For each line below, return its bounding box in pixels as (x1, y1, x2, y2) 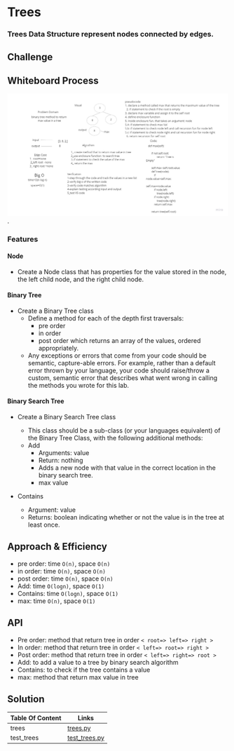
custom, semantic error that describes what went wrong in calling (27, 373, 218, 382)
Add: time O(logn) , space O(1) (17, 581, 105, 590)
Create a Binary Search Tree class (17, 412, 116, 421)
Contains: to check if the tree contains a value (17, 665, 151, 674)
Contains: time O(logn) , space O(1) (17, 589, 119, 597)
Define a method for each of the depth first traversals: (27, 313, 184, 323)
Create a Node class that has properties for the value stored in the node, (17, 267, 227, 276)
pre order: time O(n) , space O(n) (17, 559, 111, 568)
